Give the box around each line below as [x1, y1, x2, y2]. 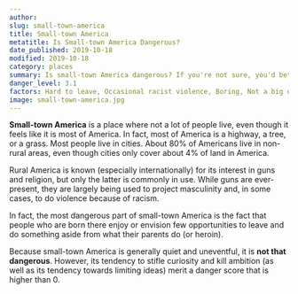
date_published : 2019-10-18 [9, 46, 114, 55]
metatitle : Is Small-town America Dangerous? [9, 37, 180, 47]
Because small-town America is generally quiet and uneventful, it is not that [9, 246, 286, 257]
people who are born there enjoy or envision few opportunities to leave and [9, 220, 285, 230]
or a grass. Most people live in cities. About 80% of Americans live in [9, 138, 262, 149]
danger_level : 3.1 [9, 79, 77, 88]
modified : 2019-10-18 [9, 54, 90, 63]
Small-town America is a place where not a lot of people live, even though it [9, 120, 289, 130]
